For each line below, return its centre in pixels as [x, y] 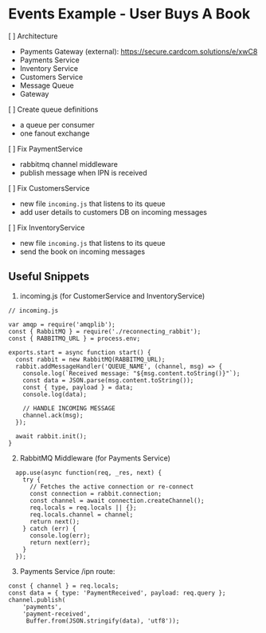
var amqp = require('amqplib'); [62, 324]
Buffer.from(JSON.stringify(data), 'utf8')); [103, 621]
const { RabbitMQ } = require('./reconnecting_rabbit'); [105, 331]
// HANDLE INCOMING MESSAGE [69, 408]
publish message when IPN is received [83, 172]
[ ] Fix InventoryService [47, 227]
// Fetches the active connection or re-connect [111, 487]
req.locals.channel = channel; [81, 514]
